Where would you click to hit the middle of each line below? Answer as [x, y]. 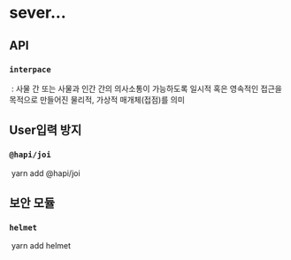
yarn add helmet [41, 246]
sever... [38, 13]
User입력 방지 [46, 130]
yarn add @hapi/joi [46, 173]
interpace [30, 69]
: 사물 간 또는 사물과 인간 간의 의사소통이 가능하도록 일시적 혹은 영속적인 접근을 [147, 88]
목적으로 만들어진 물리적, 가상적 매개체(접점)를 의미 [97, 99]
